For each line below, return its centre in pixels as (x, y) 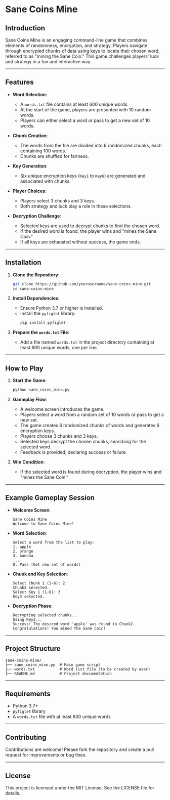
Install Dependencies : (36, 298)
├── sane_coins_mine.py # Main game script (53, 665)
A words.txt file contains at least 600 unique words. (74, 104)
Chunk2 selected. (31, 587)
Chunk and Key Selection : (40, 574)
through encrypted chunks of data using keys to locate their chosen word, (82, 51)
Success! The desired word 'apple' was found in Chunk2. (74, 624)
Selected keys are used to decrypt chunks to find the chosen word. (90, 226)
